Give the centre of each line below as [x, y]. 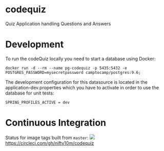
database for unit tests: [30, 93]
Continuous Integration [56, 123]
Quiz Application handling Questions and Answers [58, 24]
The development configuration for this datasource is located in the [76, 82]
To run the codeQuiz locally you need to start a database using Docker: [80, 59]
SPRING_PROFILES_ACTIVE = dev [38, 102]
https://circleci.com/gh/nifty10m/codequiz [50, 143]
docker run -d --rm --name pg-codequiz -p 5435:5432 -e [66, 68]
